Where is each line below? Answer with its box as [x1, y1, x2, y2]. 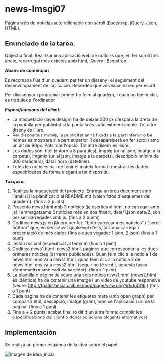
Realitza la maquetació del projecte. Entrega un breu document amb [12, 188, 151, 194]
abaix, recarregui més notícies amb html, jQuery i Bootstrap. [5, 58, 128, 64]
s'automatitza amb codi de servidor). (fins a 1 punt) [12, 267, 117, 272]
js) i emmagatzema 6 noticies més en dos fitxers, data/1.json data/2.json [12, 209, 160, 215]
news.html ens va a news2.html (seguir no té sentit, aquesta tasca [12, 261, 148, 268]
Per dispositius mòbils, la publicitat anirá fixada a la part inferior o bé [12, 132, 153, 138]
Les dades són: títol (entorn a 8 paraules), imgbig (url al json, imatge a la [12, 147, 160, 154]
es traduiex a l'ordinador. [5, 97, 56, 103]
